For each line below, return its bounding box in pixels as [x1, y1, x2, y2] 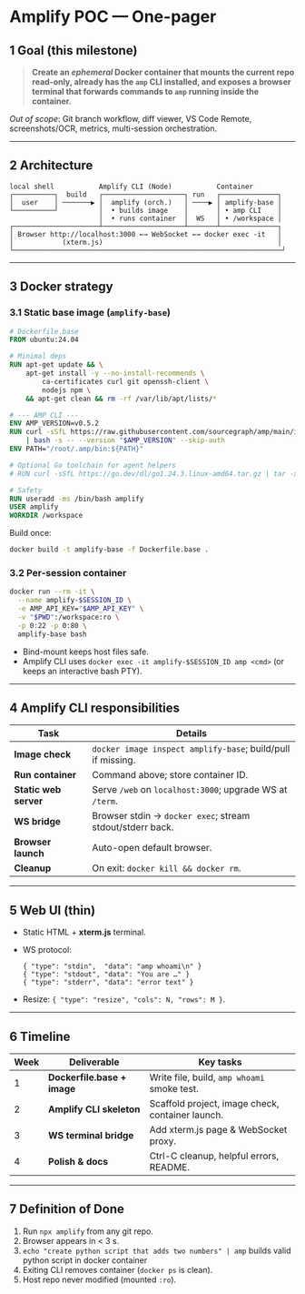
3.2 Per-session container [9, 566, 127, 579]
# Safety [9, 485, 43, 495]
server [14, 794, 44, 807]
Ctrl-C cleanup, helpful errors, [149, 1149, 280, 1162]
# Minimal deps [9, 352, 67, 361]
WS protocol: [22, 945, 73, 955]
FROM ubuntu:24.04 [9, 335, 79, 345]
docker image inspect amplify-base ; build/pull [92, 743, 290, 755]
